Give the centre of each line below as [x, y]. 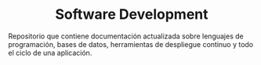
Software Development [132, 14]
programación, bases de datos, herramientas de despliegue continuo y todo [131, 44]
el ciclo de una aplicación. [50, 52]
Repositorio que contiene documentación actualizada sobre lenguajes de [126, 36]
